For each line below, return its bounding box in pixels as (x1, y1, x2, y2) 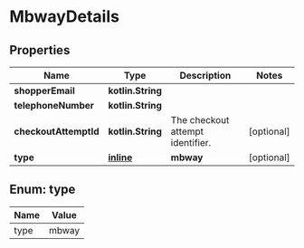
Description (179, 70, 232, 81)
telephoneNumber (14, 100, 95, 111)
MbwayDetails (9, 6, 120, 27)
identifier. (170, 137, 212, 148)
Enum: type (9, 182, 76, 197)
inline (108, 151, 133, 164)
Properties (9, 43, 71, 58)
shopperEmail (14, 84, 75, 97)
